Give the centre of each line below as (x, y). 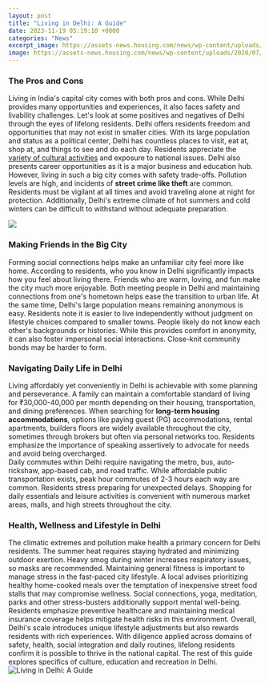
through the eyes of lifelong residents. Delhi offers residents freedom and (129, 124)
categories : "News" (41, 38)
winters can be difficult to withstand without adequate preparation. (118, 209)
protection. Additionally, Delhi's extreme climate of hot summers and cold (129, 200)
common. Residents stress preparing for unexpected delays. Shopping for (130, 487)
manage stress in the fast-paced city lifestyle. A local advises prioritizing (128, 577)
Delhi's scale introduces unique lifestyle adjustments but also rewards (124, 628)
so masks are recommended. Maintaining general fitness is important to (127, 568)
